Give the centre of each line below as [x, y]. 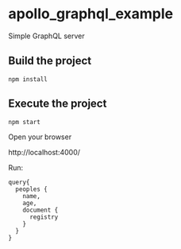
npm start [25, 122]
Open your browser [40, 137]
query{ [19, 182]
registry [44, 217]
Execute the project [58, 104]
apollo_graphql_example [90, 14]
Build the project [50, 61]
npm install [28, 79]
